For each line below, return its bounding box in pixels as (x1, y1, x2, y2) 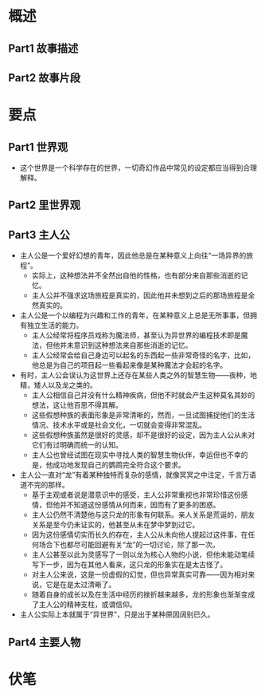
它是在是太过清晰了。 (45, 580, 116, 590)
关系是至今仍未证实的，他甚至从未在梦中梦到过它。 (31, 520, 200, 530)
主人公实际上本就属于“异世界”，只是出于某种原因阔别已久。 (19, 609, 215, 619)
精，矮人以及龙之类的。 (19, 381, 97, 390)
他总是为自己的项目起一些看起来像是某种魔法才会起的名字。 (31, 361, 228, 370)
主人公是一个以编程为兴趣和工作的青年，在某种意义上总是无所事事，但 (19, 310, 251, 320)
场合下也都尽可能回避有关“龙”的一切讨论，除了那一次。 (38, 540, 220, 550)
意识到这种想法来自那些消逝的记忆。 (73, 341, 193, 350)
